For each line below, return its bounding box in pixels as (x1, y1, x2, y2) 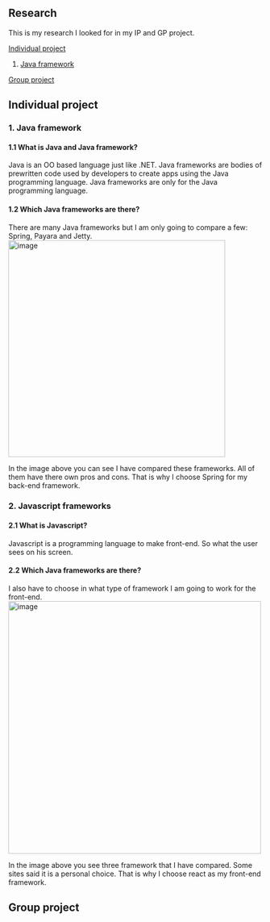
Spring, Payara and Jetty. (8, 231, 93, 240)
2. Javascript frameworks (8, 500, 111, 511)
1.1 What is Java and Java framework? (8, 142, 139, 152)
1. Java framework (8, 123, 82, 134)
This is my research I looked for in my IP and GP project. (8, 27, 195, 37)
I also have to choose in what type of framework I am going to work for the (8, 583, 256, 593)
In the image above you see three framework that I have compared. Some (8, 860, 252, 870)
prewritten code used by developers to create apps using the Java (8, 169, 229, 178)
